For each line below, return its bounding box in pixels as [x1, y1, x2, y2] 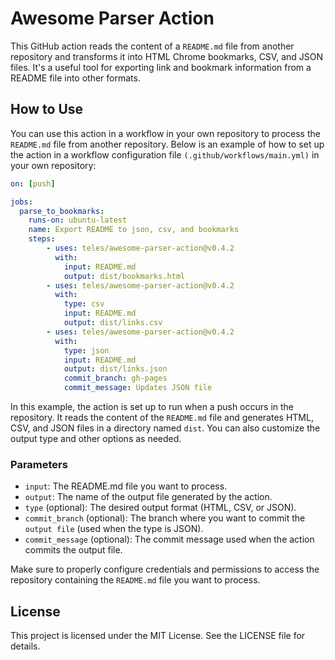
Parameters [10, 457, 68, 471]
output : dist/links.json [63, 364, 168, 374]
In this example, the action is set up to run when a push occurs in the [10, 401, 295, 412]
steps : [28, 234, 56, 244]
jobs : [10, 197, 33, 207]
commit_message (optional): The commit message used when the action [24, 533, 315, 546]
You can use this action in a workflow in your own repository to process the [10, 127, 321, 139]
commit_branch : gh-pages [63, 373, 168, 384]
